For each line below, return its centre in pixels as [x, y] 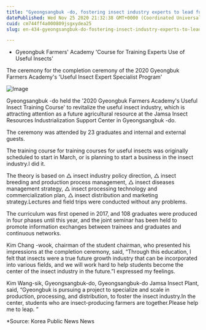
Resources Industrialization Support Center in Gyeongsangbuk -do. [91, 120]
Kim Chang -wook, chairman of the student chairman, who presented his [98, 245]
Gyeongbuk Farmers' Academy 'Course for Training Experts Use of [100, 52]
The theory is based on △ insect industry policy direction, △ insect [91, 176]
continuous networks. [34, 234]
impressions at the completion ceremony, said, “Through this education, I [99, 252]
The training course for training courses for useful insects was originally [97, 151]
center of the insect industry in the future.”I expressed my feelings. [91, 272]
